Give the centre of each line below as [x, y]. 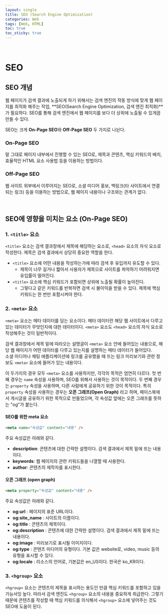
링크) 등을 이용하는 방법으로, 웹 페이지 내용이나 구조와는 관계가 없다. [80, 192]
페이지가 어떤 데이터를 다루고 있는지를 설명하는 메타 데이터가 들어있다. [84, 350]
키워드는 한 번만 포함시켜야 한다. [51, 294]
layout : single [21, 10]
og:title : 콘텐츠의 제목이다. [39, 524]
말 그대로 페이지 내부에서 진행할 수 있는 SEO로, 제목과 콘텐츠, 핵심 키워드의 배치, [83, 155]
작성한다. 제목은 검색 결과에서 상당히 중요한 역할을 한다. [59, 252]
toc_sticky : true [23, 33]
